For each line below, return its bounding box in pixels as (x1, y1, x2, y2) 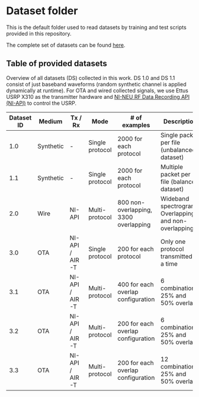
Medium (38, 117, 63, 125)
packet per (161, 170, 191, 178)
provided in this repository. (6, 30, 72, 37)
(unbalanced (161, 146, 196, 154)
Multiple (161, 163, 184, 171)
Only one (161, 237, 186, 246)
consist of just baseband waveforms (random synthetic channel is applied (6, 80, 187, 88)
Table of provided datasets (6, 59, 108, 69)
